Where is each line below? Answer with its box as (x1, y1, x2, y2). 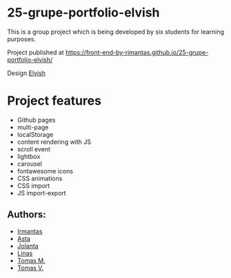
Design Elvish (7, 69, 46, 77)
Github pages (17, 116, 56, 124)
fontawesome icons (17, 167, 74, 175)
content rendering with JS (17, 138, 92, 146)
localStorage (17, 130, 54, 138)
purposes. (7, 34, 37, 43)
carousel (17, 160, 43, 168)
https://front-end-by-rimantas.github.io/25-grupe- (65, 48, 209, 56)
